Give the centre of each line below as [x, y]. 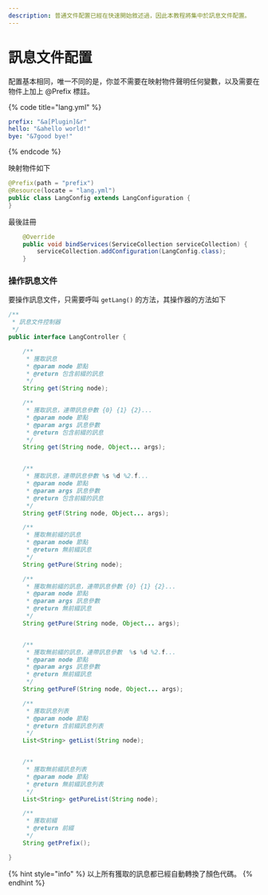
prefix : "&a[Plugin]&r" [48, 122]
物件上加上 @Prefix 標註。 [51, 91]
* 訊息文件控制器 [36, 322]
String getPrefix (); [57, 843]
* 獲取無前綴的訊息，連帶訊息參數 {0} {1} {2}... [101, 587]
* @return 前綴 [50, 828]
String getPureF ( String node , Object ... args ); [103, 689]
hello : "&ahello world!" [49, 129]
